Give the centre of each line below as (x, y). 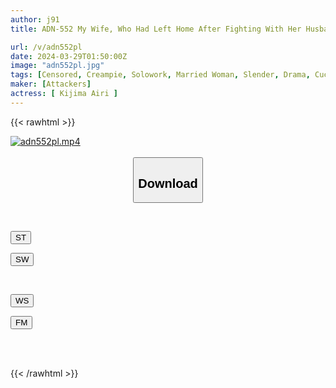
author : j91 (35, 19)
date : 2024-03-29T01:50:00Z (69, 56)
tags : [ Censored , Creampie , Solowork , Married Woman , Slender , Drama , (160, 75)
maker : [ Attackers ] (51, 84)
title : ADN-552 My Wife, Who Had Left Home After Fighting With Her (156, 29)
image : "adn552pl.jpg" (57, 66)
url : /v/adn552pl (46, 47)
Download (168, 183)
